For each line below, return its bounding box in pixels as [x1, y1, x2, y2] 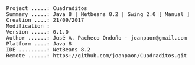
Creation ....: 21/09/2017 [6, 17, 84, 23]
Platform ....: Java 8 [6, 41, 72, 47]
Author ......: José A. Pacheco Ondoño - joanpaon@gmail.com [6, 35, 187, 41]
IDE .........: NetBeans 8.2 [6, 47, 90, 53]
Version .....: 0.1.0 [6, 29, 69, 35]
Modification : [6, 23, 50, 29]
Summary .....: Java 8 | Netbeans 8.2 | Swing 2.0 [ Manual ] [6, 11, 190, 17]
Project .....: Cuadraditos [6, 5, 87, 11]
